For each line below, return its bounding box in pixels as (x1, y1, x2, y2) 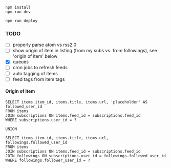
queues (12, 59, 29, 65)
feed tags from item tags (12, 76, 65, 82)
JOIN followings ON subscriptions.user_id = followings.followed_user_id (5, 153, 166, 158)
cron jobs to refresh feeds (12, 65, 68, 71)
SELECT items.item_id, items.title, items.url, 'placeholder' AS (5, 99, 147, 104)
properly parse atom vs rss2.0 (12, 41, 77, 48)
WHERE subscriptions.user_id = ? (5, 117, 77, 122)
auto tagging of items (12, 70, 58, 76)
